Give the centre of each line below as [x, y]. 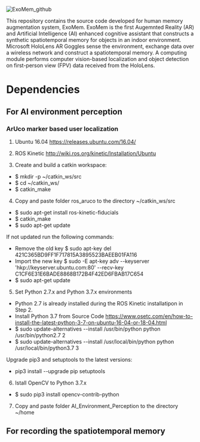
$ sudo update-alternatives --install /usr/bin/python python [88, 329]
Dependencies [43, 90]
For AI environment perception [64, 112]
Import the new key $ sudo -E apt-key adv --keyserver [82, 261]
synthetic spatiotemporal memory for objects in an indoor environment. [94, 40]
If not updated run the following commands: [60, 237]
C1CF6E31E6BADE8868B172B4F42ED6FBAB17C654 [79, 274]
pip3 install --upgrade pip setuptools [60, 371]
